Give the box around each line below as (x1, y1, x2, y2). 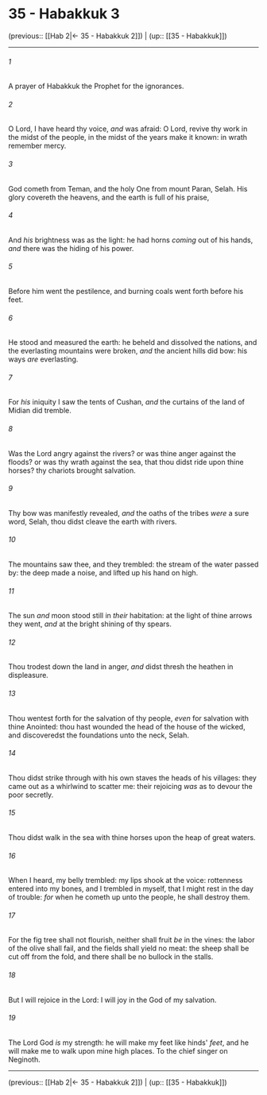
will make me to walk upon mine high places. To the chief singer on (8, 1046, 228, 1055)
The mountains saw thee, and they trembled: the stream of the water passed (8, 559, 259, 569)
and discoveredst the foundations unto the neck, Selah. (8, 730, 189, 740)
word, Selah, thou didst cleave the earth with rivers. (8, 517, 177, 526)
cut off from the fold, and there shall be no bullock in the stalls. (8, 952, 214, 962)
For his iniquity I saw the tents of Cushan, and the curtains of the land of (8, 397, 245, 407)
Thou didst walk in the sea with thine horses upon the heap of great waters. (8, 832, 256, 842)
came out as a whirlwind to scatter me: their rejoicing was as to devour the (8, 781, 253, 791)
